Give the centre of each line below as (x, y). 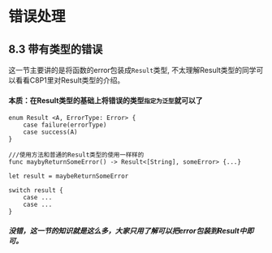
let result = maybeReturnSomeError (69, 176)
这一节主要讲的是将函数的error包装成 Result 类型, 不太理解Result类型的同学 (133, 70)
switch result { (36, 191)
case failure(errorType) (65, 125)
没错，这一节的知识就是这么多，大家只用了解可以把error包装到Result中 (127, 230)
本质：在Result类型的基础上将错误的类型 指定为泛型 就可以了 (106, 100)
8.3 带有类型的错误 (56, 49)
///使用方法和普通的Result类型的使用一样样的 (76, 155)
